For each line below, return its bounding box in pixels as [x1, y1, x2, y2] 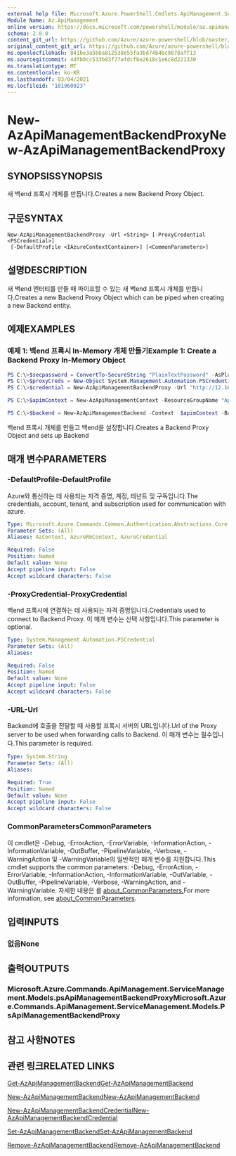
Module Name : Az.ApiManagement [7, 17, 99, 24]
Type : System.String [7, 753, 68, 760]
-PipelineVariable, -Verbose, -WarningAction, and [38, 878, 181, 886]
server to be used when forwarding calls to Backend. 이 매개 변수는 [7, 730, 199, 739]
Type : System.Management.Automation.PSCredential [7, 636, 156, 643]
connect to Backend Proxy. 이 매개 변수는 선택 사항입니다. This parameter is [7, 614, 220, 623]
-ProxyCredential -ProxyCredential [7, 589, 128, 599]
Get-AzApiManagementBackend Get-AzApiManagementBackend [7, 1079, 194, 1088]
